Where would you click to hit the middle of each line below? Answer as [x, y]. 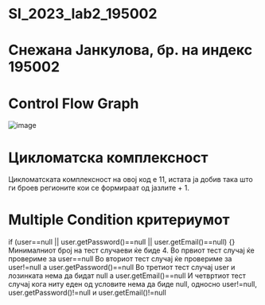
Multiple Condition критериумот [119, 220]
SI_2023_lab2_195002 [83, 14]
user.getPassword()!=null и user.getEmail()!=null [88, 293]
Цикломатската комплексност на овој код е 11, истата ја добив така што [131, 180]
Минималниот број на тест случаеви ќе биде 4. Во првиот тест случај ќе [131, 250]
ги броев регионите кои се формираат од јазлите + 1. [99, 188]
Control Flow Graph [74, 103]
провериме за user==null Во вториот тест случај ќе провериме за [120, 259]
